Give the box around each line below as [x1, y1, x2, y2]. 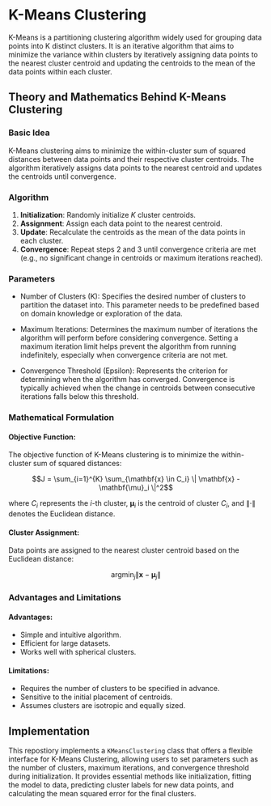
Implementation [8, 724, 91, 738]
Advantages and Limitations [8, 592, 121, 604]
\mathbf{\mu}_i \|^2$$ [98, 483, 174, 493]
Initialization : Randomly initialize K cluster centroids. [19, 210, 197, 219]
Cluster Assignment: [8, 528, 80, 537]
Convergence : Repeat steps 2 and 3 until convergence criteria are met [19, 244, 256, 254]
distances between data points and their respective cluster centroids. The [8, 154, 255, 163]
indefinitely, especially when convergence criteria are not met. [19, 350, 228, 360]
